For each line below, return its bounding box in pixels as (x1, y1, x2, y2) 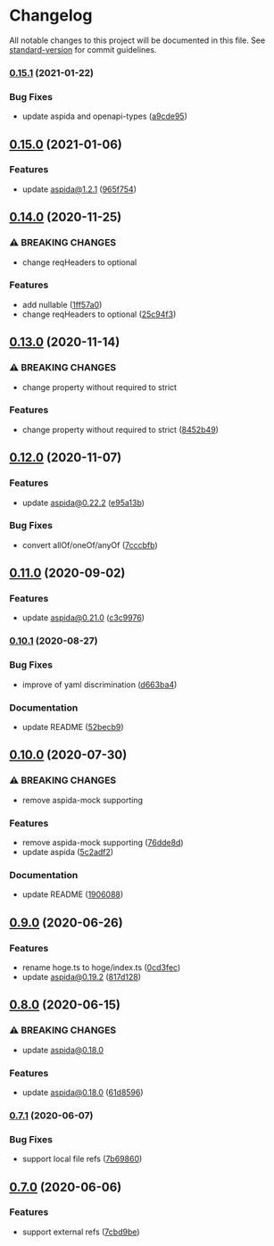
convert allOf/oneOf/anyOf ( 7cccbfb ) (21, 539, 158, 550)
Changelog (9, 5, 93, 26)
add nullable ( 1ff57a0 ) (21, 299, 103, 310)
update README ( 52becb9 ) (21, 722, 124, 732)
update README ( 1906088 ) (21, 889, 124, 900)
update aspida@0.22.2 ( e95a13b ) (21, 497, 145, 508)
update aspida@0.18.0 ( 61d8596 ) (21, 1086, 145, 1098)
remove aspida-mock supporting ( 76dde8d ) (21, 836, 185, 848)
